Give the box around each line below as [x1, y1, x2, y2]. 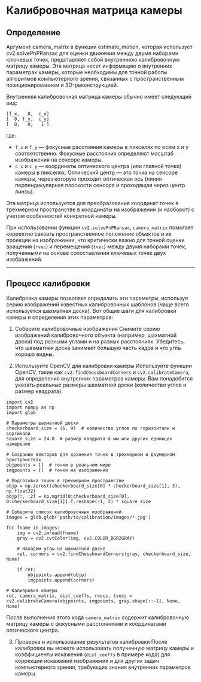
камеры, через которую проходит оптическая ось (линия [14, 175, 162, 182]
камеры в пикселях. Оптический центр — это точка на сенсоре [14, 169, 178, 176]
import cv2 [6, 399, 33, 405]
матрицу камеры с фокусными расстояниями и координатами [6, 620, 166, 627]
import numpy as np [6, 404, 55, 410]
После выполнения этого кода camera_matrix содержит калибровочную [6, 614, 190, 621]
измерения [6, 441, 31, 447]
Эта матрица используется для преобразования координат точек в [6, 200, 179, 206]
